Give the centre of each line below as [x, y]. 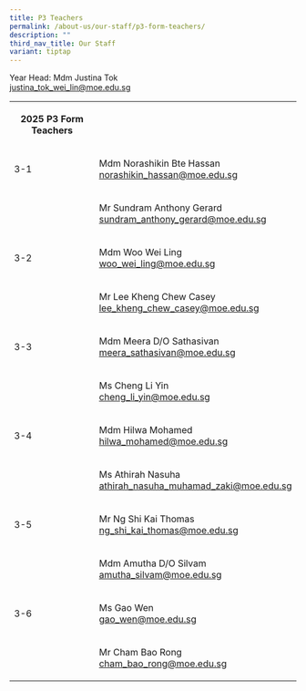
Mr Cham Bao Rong [140, 653]
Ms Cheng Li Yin [134, 386]
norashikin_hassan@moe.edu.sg [168, 175]
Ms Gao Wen [126, 608]
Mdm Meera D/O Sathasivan [159, 341]
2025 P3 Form [52, 119]
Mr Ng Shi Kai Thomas [147, 519]
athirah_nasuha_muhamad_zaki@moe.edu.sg [195, 486]
